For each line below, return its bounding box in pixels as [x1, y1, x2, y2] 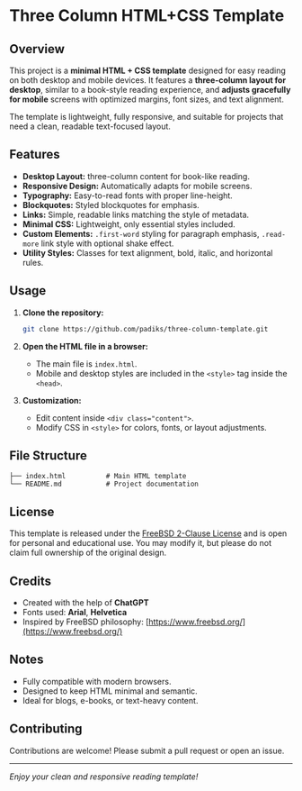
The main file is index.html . [35, 358, 138, 369]
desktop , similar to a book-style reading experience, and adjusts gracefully [9, 85, 291, 95]
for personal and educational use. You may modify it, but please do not [9, 538, 272, 549]
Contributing [9, 722, 83, 737]
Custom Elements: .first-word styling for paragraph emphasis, [22, 228, 260, 239]
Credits [9, 573, 52, 588]
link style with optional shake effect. [40, 238, 174, 249]
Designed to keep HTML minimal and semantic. [22, 686, 198, 696]
